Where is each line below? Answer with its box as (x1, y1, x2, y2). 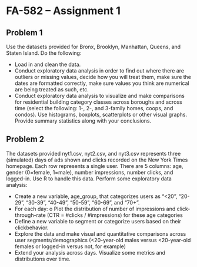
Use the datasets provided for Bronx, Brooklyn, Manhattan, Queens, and (6, 43, 181, 50)
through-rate (14, 211, 46, 219)
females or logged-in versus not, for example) (14, 243, 126, 250)
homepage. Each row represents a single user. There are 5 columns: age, (6, 162, 183, 169)
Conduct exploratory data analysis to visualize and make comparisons (14, 93, 185, 99)
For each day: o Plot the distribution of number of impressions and (14, 205, 176, 212)
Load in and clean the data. (14, 61, 81, 68)
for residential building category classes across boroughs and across (14, 98, 182, 106)
